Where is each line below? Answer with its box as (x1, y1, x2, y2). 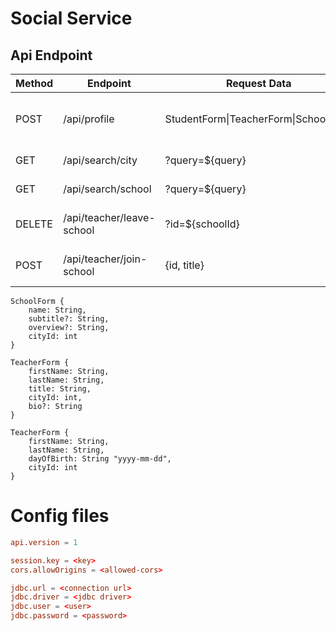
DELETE (15, 217, 53, 231)
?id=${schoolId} (164, 217, 240, 231)
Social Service (10, 7, 133, 30)
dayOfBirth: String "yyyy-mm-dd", (28, 454, 172, 464)
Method (15, 77, 54, 90)
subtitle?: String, (28, 314, 110, 324)
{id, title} (164, 258, 205, 272)
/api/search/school (63, 182, 152, 196)
